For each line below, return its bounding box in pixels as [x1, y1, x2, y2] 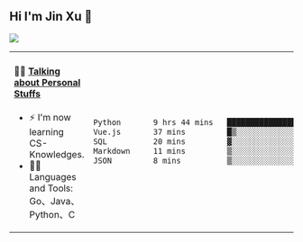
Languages [29, 171, 77, 184]
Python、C [29, 209, 76, 221]
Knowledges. [29, 148, 85, 161]
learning [29, 126, 65, 139]
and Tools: [29, 182, 74, 194]
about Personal [14, 76, 81, 89]
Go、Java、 [29, 195, 80, 208]
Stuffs [14, 87, 41, 100]
